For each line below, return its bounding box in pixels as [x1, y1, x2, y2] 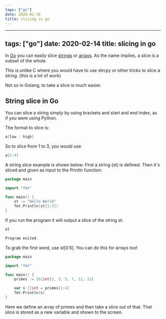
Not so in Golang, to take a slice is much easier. [5, 82, 102, 88]
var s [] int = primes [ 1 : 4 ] [14, 286, 70, 291]
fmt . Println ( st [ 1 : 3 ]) [14, 204, 58, 209]
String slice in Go [5, 97, 59, 105]
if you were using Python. [5, 115, 57, 121]
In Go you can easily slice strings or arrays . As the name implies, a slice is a [5, 53, 159, 58]
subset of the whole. [5, 58, 47, 64]
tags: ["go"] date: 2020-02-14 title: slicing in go [5, 39, 156, 48]
